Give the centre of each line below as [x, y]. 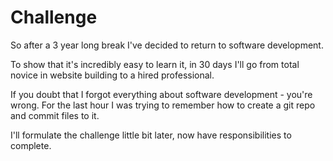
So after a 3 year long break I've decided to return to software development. [167, 45]
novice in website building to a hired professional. [112, 75]
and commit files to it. [55, 115]
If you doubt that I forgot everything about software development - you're [161, 94]
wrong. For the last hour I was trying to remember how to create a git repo [163, 105]
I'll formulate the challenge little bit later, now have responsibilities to [151, 135]
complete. [31, 145]
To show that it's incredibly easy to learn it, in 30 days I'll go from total [155, 64]
